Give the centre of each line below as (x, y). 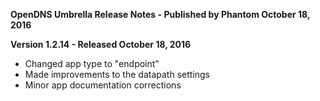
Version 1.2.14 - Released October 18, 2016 (101, 44)
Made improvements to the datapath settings (117, 74)
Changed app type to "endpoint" (92, 63)
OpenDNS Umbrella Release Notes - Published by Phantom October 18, (160, 14)
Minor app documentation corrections (103, 85)
